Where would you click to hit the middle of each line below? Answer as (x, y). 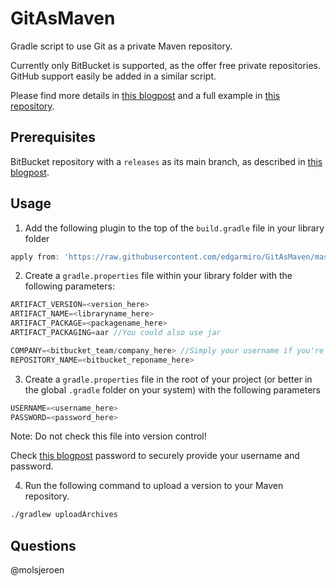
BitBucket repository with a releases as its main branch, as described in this (166, 161)
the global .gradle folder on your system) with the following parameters (172, 389)
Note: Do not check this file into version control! (108, 436)
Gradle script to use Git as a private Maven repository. (121, 46)
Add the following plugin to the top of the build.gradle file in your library (174, 228)
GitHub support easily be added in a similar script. (113, 76)
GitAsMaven (63, 18)
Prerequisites (53, 137)
